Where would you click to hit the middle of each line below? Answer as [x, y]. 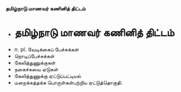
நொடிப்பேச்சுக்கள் [34, 56]
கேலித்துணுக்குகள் [35, 63]
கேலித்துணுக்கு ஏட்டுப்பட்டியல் [47, 75]
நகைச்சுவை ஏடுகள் [36, 69]
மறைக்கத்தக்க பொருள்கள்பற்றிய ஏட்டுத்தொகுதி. [68, 83]
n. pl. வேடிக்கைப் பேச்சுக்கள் [47, 49]
